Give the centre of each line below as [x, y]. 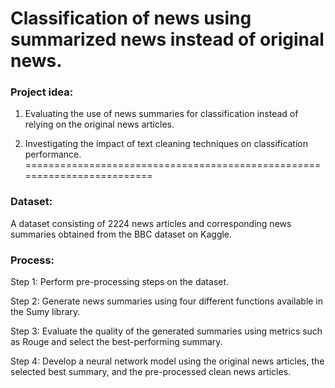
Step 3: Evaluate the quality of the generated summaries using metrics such [166, 331]
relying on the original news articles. [99, 124]
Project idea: [42, 92]
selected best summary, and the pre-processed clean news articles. [151, 372]
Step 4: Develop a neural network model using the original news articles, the [167, 361]
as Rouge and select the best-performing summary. [116, 342]
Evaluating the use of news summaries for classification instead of [161, 114]
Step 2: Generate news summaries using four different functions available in [167, 301]
